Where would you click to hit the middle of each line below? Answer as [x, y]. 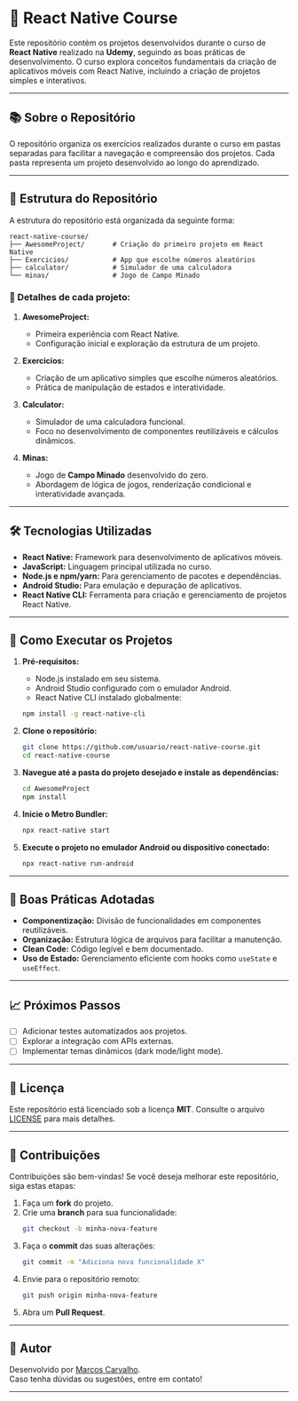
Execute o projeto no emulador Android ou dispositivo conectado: [146, 847]
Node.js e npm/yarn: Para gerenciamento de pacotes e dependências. [152, 575]
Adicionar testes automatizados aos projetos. [105, 1031]
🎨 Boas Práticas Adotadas [82, 899]
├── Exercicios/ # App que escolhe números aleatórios [132, 260]
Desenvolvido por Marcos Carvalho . [75, 1370]
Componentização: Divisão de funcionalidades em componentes [141, 921]
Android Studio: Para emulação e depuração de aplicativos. [132, 585]
